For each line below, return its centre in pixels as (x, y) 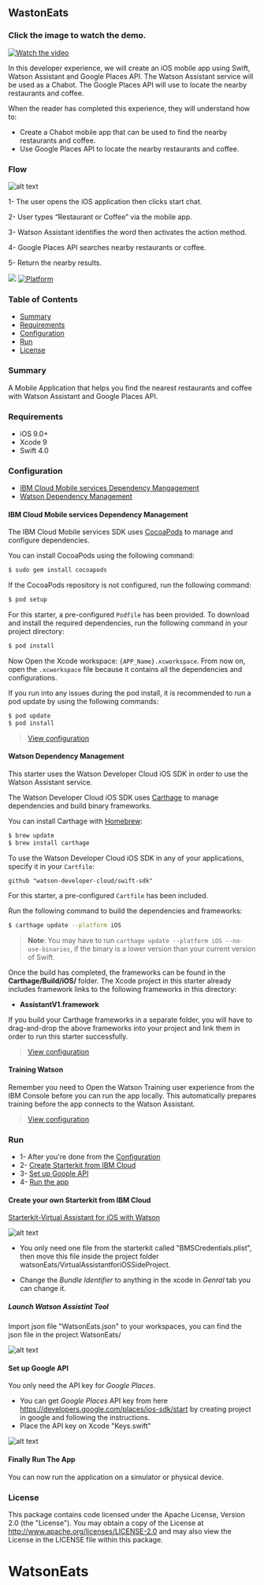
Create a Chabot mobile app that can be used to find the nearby (123, 132)
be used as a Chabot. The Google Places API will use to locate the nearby (128, 84)
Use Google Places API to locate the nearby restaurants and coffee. (129, 148)
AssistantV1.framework (59, 1004)
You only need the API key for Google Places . (82, 1385)
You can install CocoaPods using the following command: (101, 556)
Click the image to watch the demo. (77, 35)
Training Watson (36, 1070)
